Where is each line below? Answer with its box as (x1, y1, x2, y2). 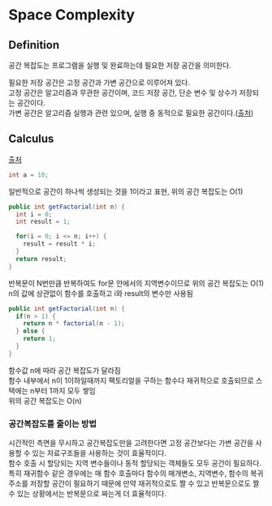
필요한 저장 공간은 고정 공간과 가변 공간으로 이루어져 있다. (8, 78, 191, 87)
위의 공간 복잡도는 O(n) (8, 396, 83, 405)
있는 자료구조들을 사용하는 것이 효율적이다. (32, 448, 167, 458)
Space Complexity (8, 6, 136, 24)
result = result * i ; (23, 240, 96, 248)
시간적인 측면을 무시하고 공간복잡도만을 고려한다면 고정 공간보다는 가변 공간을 (8, 438, 254, 448)
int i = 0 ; (15, 210, 53, 218)
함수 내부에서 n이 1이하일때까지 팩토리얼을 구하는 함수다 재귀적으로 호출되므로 (8, 375, 254, 385)
